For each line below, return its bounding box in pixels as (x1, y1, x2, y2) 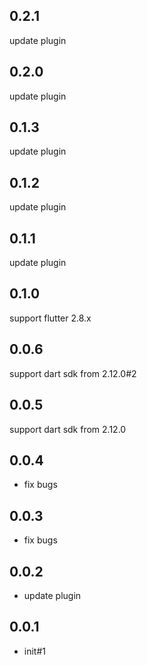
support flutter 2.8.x (9, 312, 92, 324)
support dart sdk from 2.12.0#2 (9, 367, 137, 379)
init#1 (23, 645, 46, 657)
